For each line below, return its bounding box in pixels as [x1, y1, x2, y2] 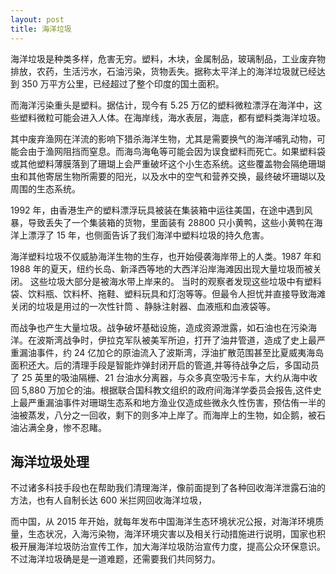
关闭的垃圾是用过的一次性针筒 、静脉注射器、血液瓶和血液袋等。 [10, 300, 276, 312]
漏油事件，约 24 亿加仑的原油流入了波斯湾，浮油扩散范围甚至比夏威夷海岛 [18, 346, 325, 358]
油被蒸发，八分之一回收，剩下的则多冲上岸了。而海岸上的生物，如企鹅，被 [10, 409, 317, 421]
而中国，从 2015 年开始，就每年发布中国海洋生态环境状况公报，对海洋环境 [10, 516, 316, 528]
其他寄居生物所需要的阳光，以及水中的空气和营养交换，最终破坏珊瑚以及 [27, 170, 326, 182]
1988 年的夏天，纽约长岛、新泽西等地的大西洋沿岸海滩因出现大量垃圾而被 [10, 262, 313, 275]
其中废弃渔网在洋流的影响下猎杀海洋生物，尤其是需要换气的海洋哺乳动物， [10, 132, 317, 145]
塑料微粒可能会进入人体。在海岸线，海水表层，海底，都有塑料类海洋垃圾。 [18, 111, 326, 123]
